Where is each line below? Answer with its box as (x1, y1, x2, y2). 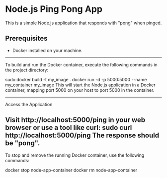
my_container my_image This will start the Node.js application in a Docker (5, 82, 156, 88)
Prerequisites (5, 34, 48, 43)
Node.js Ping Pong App (5, 3, 103, 15)
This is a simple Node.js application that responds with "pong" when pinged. (5, 20, 162, 26)
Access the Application (5, 101, 53, 107)
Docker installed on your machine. (12, 47, 83, 53)
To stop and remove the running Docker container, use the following (5, 152, 145, 158)
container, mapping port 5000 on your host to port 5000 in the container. (5, 87, 155, 93)
